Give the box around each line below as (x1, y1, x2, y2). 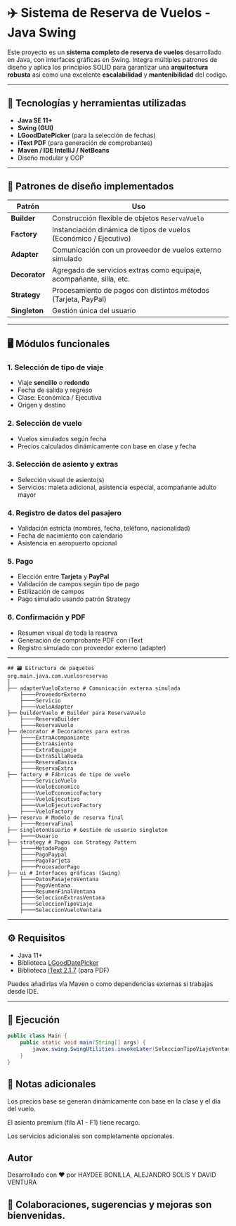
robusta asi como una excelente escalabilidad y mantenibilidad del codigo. (7, 70, 228, 79)
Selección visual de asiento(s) (17, 475, 105, 484)
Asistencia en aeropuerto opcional (17, 539, 117, 548)
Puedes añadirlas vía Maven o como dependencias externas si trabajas (7, 979, 214, 988)
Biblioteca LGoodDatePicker (17, 958, 99, 967)
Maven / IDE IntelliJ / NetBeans (17, 146, 110, 154)
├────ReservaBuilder (20, 715, 80, 723)
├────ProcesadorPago (20, 863, 80, 871)
